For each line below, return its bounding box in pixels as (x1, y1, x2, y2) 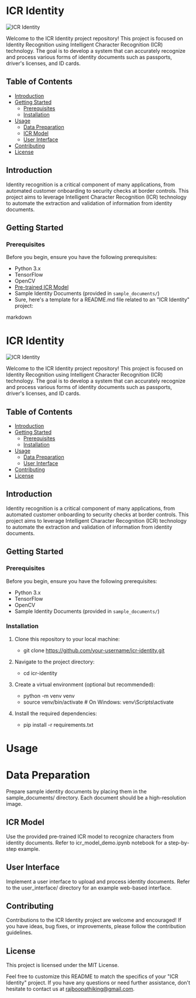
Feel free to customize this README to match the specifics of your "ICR (6, 973, 178, 980)
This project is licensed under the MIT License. (6, 962, 119, 969)
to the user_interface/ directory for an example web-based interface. (6, 884, 172, 891)
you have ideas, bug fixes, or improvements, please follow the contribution (6, 923, 186, 930)
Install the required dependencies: (14, 710, 98, 717)
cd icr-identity (23, 669, 57, 676)
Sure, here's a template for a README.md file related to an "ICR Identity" (14, 296, 190, 303)
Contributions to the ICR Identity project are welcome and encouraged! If (6, 917, 181, 924)
